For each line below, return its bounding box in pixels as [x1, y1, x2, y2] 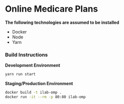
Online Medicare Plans [5, 3, 98, 15]
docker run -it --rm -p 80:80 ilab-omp [5, 94, 86, 99]
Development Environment [5, 62, 60, 69]
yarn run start [5, 72, 36, 77]
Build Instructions [5, 51, 48, 58]
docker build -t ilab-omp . [5, 90, 62, 95]
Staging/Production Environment [5, 81, 73, 87]
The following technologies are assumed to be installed [5, 19, 119, 25]
